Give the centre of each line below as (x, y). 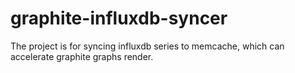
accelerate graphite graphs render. (82, 56)
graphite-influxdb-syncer (119, 18)
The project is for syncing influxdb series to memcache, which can (147, 46)
